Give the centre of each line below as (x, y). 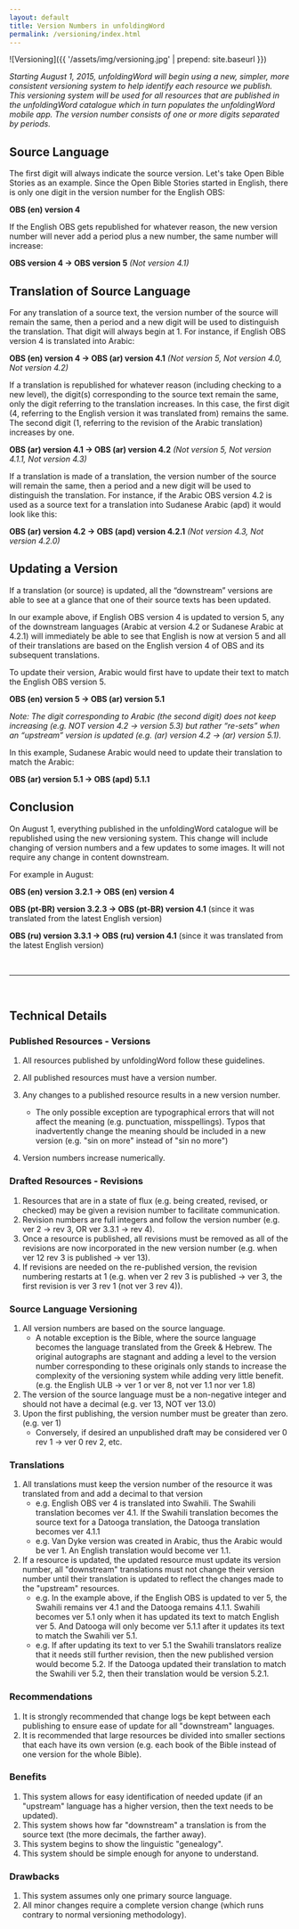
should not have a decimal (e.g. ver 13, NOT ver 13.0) (119, 1403)
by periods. (30, 124)
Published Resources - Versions (80, 1041)
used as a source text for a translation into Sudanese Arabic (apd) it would (145, 505)
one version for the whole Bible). (82, 1754)
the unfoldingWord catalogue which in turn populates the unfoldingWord (142, 105)
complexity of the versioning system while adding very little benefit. (159, 1375)
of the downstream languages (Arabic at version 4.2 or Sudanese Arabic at (146, 626)
